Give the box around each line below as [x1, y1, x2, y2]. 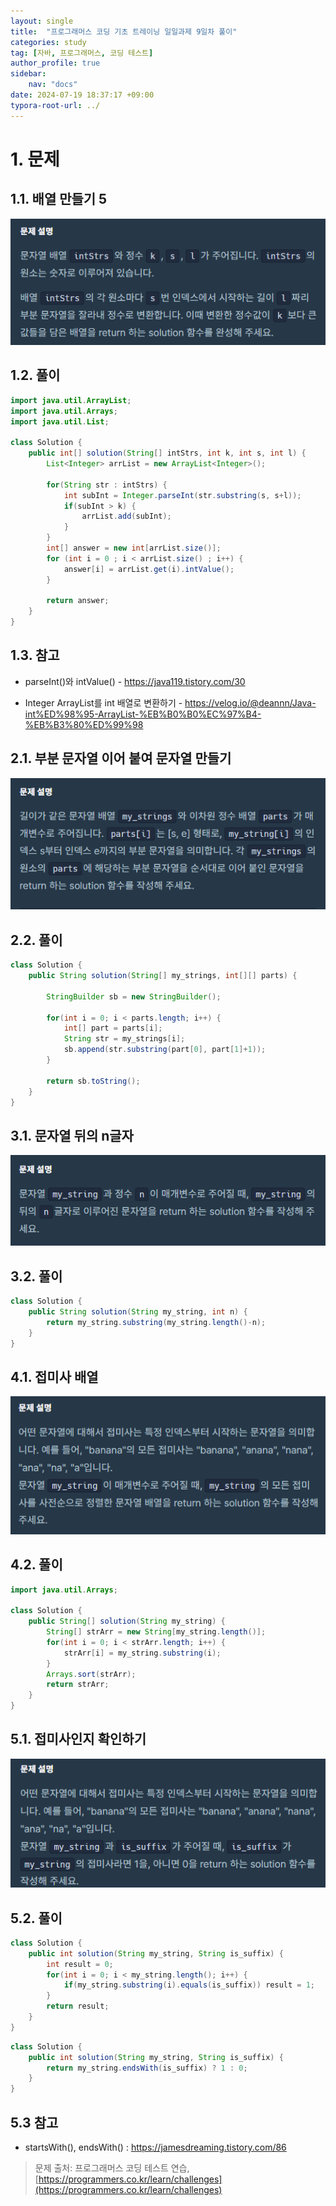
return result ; [46, 2001, 110, 2012]
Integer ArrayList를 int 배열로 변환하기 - [24, 696, 183, 709]
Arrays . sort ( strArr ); [46, 1669, 137, 1679]
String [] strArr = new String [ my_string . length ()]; [46, 1627, 267, 1637]
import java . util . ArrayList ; [10, 395, 132, 405]
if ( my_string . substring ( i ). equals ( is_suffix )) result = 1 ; [63, 1980, 315, 1990]
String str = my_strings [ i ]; [63, 1034, 186, 1044]
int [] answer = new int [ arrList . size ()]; [46, 543, 222, 554]
